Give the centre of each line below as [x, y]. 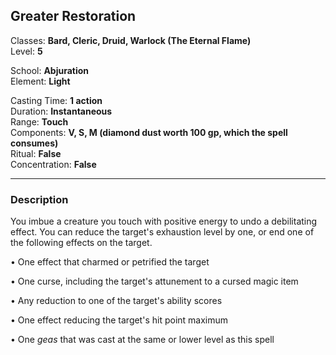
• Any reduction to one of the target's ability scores [116, 301]
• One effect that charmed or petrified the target [110, 262]
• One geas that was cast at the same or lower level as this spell [142, 340]
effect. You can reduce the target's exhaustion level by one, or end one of [162, 232]
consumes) [34, 143]
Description [39, 199]
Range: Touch [39, 121]
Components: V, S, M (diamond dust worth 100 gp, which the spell [149, 132]
